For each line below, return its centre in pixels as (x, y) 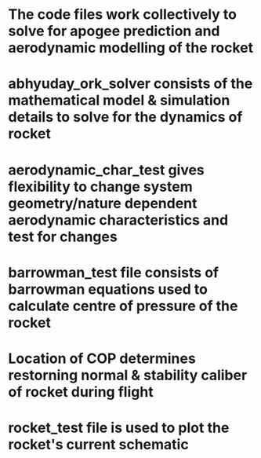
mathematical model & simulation (119, 101)
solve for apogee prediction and (114, 31)
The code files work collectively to (123, 15)
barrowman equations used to (108, 289)
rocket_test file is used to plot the (119, 428)
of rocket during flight (81, 392)
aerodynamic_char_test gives (107, 170)
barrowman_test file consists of (114, 272)
